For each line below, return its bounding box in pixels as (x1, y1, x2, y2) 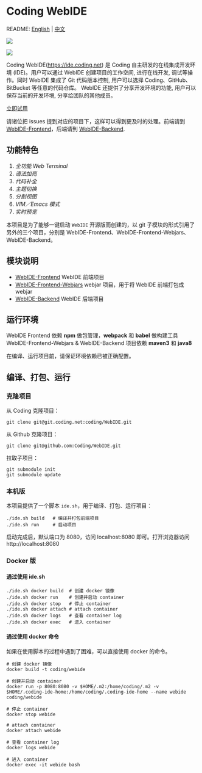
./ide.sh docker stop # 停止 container (6, 601, 111, 607)
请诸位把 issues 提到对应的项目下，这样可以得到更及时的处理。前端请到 (6, 117, 186, 125)
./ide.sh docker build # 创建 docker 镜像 (6, 588, 114, 594)
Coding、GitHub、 (145, 76, 192, 84)
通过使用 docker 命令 (6, 633, 60, 641)
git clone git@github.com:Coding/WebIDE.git (6, 443, 121, 449)
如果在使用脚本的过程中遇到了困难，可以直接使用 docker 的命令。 (6, 647, 171, 655)
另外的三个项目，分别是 (6, 228, 65, 236)
